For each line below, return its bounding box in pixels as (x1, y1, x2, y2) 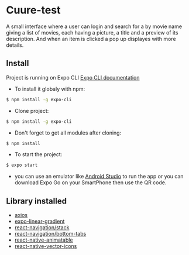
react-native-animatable (14, 236, 73, 243)
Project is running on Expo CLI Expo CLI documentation (6, 74, 140, 81)
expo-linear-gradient (14, 218, 65, 225)
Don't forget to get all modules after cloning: (14, 129, 122, 136)
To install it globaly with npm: (14, 85, 85, 92)
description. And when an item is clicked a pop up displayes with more (6, 35, 177, 42)
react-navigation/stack (14, 224, 70, 231)
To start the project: (14, 151, 63, 158)
